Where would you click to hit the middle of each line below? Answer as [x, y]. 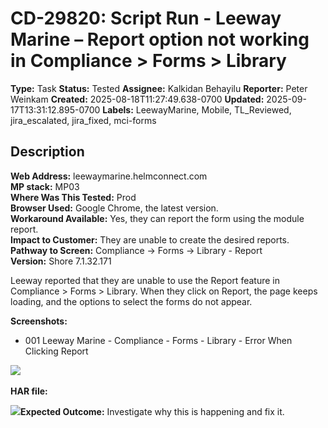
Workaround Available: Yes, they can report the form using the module [157, 218]
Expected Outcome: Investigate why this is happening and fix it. [152, 411]
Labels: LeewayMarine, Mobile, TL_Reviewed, [197, 109]
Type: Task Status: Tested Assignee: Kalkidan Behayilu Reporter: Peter [159, 88]
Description [47, 152]
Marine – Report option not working [160, 39]
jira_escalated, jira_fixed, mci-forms [83, 120]
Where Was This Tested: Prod [73, 197]
